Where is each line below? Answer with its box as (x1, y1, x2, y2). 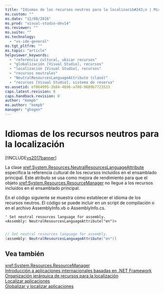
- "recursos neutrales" (9, 71, 58, 76)
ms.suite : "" (5, 30, 32, 35)
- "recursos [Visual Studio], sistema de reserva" (9, 80, 115, 85)
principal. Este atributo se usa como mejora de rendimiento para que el (5, 175, 148, 181)
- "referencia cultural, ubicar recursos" (9, 57, 97, 62)
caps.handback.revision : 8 (5, 93, 60, 98)
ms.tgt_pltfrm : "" (5, 44, 42, 48)
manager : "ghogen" (5, 107, 42, 113)
